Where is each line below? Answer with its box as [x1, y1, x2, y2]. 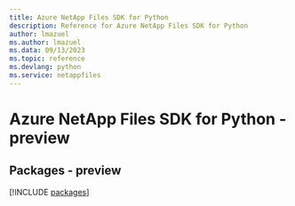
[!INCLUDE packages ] [9, 186, 90, 197]
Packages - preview [9, 163, 122, 178]
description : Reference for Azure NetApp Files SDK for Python [9, 21, 249, 30]
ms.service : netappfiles [9, 71, 101, 80]
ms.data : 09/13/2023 [9, 46, 86, 55]
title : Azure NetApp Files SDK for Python [9, 12, 169, 22]
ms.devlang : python [9, 63, 82, 72]
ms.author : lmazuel [9, 37, 82, 47]
